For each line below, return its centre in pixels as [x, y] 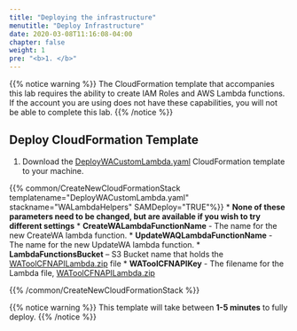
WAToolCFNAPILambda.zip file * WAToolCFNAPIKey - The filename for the [147, 264]
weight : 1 [27, 51]
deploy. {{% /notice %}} [53, 317]
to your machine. [53, 170]
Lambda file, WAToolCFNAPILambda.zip [82, 272]
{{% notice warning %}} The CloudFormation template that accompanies [142, 84]
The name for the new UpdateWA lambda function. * [105, 244]
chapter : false [37, 42]
